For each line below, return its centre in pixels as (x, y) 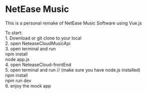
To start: (14, 32)
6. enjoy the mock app (28, 85)
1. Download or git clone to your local (43, 38)
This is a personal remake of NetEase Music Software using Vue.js (73, 23)
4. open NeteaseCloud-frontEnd (38, 64)
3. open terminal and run (30, 48)
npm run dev (18, 80)
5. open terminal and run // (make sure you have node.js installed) (73, 70)
